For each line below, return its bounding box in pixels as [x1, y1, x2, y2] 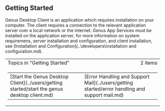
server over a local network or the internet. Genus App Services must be [5, 27, 152, 33]
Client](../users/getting [10, 79, 63, 86]
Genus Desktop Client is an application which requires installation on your [5, 17, 154, 23]
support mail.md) [84, 91, 124, 98]
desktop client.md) [10, 91, 54, 98]
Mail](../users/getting [84, 79, 134, 86]
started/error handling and [84, 85, 145, 92]
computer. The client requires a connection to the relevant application [5, 22, 146, 28]
